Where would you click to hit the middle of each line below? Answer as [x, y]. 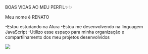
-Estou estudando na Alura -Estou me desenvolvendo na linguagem [74, 27]
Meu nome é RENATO [27, 17]
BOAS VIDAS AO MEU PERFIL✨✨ [39, 7]
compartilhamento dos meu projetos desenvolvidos [57, 37]
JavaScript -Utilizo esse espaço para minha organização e [65, 32]
